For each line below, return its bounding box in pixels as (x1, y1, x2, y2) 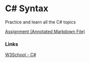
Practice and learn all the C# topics (5, 19, 76, 25)
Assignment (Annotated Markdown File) (5, 28, 86, 34)
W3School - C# (5, 52, 37, 58)
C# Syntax (5, 3, 49, 14)
